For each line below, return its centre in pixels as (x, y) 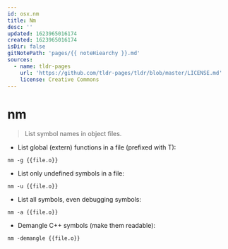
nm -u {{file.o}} (33, 187)
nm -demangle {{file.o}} (44, 238)
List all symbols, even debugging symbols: (79, 200)
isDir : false (26, 47)
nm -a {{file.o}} (33, 212)
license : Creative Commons (60, 79)
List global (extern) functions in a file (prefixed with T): (97, 147)
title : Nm (22, 20)
